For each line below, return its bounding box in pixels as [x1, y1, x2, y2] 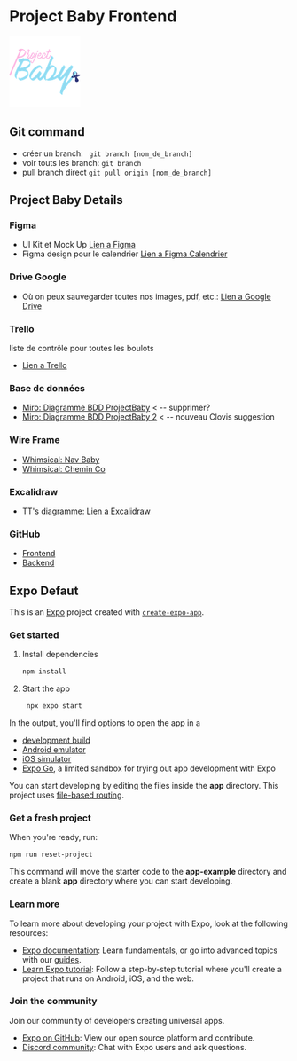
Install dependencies [21, 649, 99, 660]
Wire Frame [9, 434, 60, 446]
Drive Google [9, 271, 66, 283]
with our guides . [21, 954, 82, 964]
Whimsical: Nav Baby [21, 454, 100, 465]
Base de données [9, 381, 86, 394]
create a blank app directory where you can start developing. [9, 876, 233, 886]
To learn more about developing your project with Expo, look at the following [9, 918, 288, 929]
